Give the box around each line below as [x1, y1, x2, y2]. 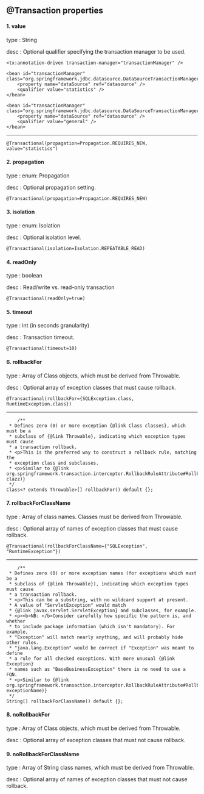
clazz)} [6, 476, 26, 482]
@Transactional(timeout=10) [6, 345, 78, 352]
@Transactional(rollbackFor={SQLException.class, [6, 395, 135, 402]
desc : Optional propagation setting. [6, 184, 96, 191]
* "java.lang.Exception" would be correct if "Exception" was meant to [8, 645, 194, 651]
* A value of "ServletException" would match [8, 602, 126, 608]
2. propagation [6, 159, 44, 166]
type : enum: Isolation [6, 222, 61, 229]
